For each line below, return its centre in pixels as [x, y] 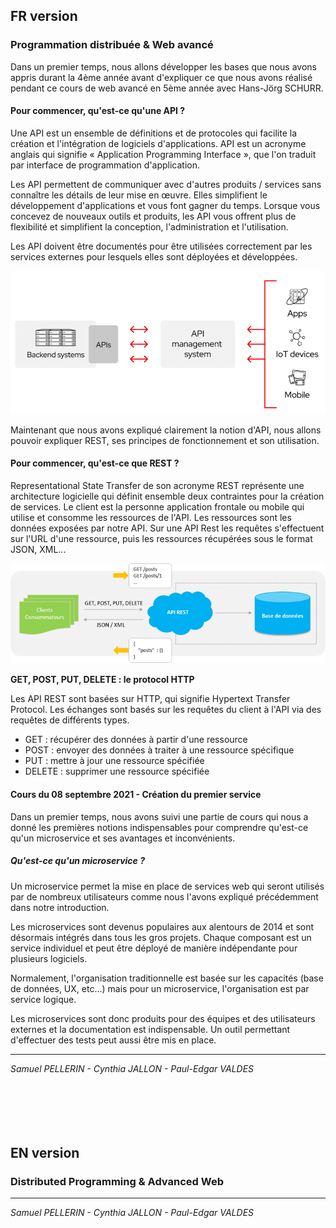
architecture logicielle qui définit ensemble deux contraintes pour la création [167, 496]
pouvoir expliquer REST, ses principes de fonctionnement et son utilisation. [165, 440]
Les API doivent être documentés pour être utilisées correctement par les [161, 246]
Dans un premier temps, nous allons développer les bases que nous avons [163, 66]
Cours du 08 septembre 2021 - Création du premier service [136, 795]
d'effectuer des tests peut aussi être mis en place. [113, 1040]
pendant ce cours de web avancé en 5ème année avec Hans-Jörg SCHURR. [167, 88]
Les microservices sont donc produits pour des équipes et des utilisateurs [163, 1018]
